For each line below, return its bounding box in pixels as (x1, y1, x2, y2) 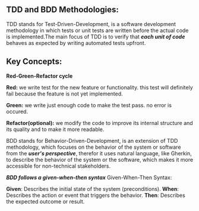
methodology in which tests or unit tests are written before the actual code (6, 27, 189, 34)
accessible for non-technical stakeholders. (6, 162, 111, 170)
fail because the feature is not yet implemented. (6, 90, 123, 97)
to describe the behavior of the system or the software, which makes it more (6, 156, 194, 163)
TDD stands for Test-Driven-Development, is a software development (6, 20, 176, 27)
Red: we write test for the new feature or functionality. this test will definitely (6, 84, 193, 91)
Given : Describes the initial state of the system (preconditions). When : (6, 185, 179, 192)
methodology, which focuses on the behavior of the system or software (6, 143, 181, 151)
